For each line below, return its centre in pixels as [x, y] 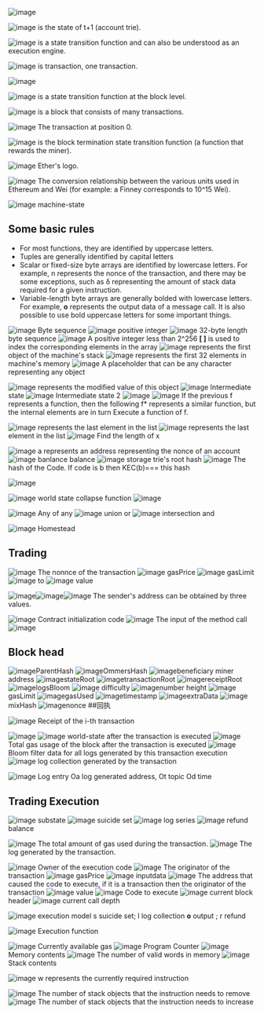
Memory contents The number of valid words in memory [114, 955]
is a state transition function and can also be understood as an [139, 42]
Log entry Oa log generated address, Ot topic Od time [125, 777]
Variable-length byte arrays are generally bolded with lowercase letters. [136, 298]
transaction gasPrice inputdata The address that [130, 876]
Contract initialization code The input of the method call [143, 619]
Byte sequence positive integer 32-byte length [143, 330]
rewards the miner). [40, 150]
